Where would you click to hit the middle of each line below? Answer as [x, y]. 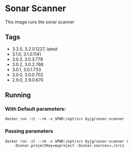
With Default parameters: [36, 109]
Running [18, 95]
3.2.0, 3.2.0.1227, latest [35, 49]
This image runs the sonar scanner [40, 22]
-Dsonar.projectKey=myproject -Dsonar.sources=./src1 [69, 145]
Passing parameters [29, 131]
